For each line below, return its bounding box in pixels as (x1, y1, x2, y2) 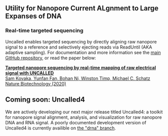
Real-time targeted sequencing (5, 27, 83, 34)
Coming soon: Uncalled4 (5, 96, 85, 104)
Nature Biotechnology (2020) (5, 80, 67, 86)
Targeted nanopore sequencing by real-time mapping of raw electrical (5, 64, 156, 70)
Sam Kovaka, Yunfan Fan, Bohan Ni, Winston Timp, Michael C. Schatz (5, 75, 150, 81)
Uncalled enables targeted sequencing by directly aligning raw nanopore (5, 38, 157, 44)
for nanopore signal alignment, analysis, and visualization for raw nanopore (5, 114, 162, 120)
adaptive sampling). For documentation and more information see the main (5, 49, 161, 55)
